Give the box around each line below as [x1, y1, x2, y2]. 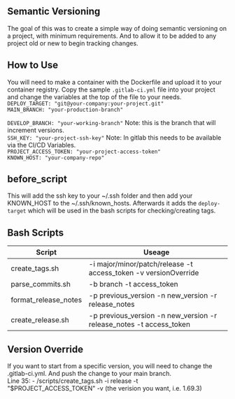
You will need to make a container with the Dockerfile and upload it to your [7, 78, 222, 86]
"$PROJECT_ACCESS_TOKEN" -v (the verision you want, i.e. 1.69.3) [7, 384, 203, 393]
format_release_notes [10, 295, 83, 305]
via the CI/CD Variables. [7, 140, 76, 149]
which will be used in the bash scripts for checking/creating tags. [27, 206, 216, 215]
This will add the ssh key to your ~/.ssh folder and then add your [7, 191, 193, 200]
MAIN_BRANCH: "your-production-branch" [7, 106, 124, 113]
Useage [143, 247, 170, 257]
